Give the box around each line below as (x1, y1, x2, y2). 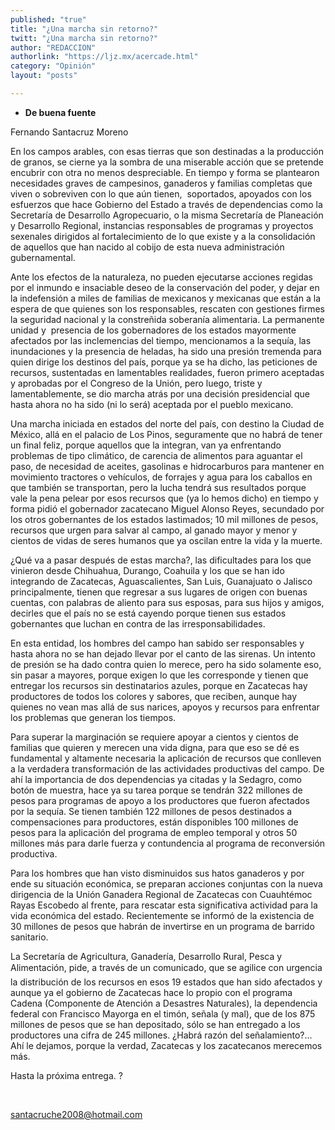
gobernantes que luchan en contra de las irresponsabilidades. (10, 617, 266, 630)
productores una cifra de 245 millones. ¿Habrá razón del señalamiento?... (10, 1029, 313, 1041)
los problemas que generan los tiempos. (10, 711, 177, 723)
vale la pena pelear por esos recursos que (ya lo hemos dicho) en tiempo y (10, 492, 319, 504)
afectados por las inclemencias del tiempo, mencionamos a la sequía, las (10, 334, 312, 346)
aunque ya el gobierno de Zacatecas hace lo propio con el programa (10, 986, 293, 998)
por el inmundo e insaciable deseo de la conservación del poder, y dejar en (10, 281, 320, 293)
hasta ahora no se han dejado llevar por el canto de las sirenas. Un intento (10, 647, 316, 660)
